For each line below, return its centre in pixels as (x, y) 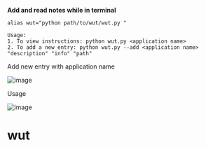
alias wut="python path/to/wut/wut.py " (67, 23)
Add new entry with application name (61, 66)
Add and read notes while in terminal (62, 10)
